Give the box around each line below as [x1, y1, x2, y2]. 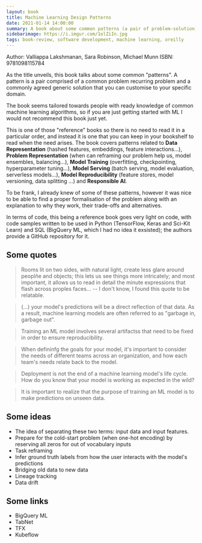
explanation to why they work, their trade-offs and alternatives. [6, 202, 162, 209]
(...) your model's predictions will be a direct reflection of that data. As [20, 303, 195, 310]
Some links [6, 496, 49, 506]
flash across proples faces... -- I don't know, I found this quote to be [20, 285, 190, 292]
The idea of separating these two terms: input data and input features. [14, 428, 189, 435]
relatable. [20, 291, 44, 299]
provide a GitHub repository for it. [6, 232, 90, 240]
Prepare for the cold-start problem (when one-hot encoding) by [14, 434, 173, 441]
